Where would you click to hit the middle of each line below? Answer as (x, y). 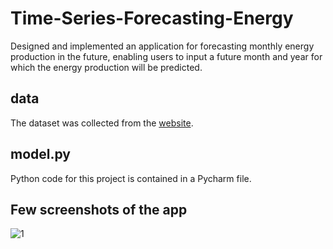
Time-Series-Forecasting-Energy (152, 18)
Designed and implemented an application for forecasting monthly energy (162, 46)
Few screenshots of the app (99, 209)
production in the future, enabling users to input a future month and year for (166, 56)
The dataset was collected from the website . (102, 123)
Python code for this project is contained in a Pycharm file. (131, 178)
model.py (40, 154)
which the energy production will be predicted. (106, 67)
